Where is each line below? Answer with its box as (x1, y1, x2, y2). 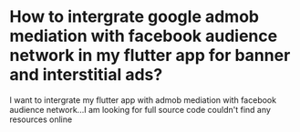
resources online (9, 114, 73, 125)
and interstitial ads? (9, 65, 163, 86)
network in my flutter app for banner (9, 46, 291, 66)
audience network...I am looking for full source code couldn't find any (9, 104, 272, 115)
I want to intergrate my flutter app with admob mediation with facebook (9, 94, 276, 106)
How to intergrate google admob (9, 6, 260, 27)
